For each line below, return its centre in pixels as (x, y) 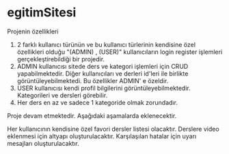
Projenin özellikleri (33, 31)
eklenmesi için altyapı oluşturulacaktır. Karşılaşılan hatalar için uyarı (102, 136)
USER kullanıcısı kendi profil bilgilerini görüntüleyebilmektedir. (104, 88)
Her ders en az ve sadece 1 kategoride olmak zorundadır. (97, 102)
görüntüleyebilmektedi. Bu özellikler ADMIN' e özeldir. (93, 80)
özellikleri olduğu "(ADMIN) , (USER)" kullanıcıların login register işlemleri (120, 52)
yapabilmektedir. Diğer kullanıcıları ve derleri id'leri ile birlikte (103, 74)
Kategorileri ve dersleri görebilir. (62, 95)
